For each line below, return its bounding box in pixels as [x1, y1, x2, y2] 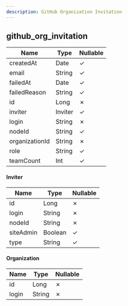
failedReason [9, 88, 46, 97]
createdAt [9, 59, 37, 67]
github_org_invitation [6, 31, 88, 41]
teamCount [9, 157, 41, 165]
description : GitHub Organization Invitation [6, 8, 122, 15]
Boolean [43, 228, 67, 236]
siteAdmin [9, 228, 38, 236]
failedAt [9, 79, 31, 87]
